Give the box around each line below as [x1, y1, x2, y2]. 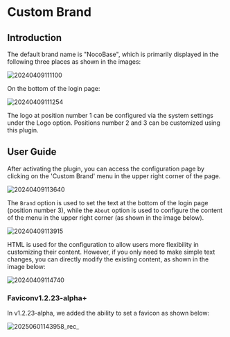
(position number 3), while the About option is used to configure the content [7, 206, 223, 214]
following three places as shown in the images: [7, 58, 141, 66]
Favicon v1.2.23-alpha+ [7, 293, 88, 302]
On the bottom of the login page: [7, 85, 100, 92]
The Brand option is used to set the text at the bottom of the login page [7, 198, 209, 207]
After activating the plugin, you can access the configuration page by [7, 164, 205, 173]
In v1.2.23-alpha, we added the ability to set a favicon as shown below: [7, 309, 210, 318]
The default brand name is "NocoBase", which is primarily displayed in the [7, 50, 220, 58]
